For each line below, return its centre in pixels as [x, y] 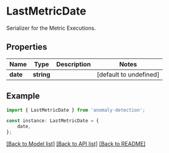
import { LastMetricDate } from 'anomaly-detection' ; [76, 110]
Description [74, 64]
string [41, 74]
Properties [27, 47]
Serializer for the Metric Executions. [51, 28]
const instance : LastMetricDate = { [53, 121]
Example [23, 96]
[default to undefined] [128, 74]
